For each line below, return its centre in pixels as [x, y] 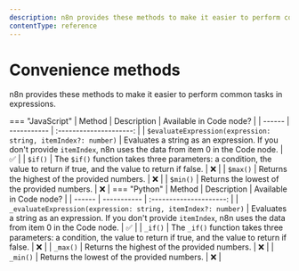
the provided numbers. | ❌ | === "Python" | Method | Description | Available [148, 189]
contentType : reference [53, 26]
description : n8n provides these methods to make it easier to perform [145, 17]
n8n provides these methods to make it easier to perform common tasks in [146, 94]
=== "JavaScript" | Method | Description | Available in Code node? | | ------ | [149, 121]
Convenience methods [95, 70]
